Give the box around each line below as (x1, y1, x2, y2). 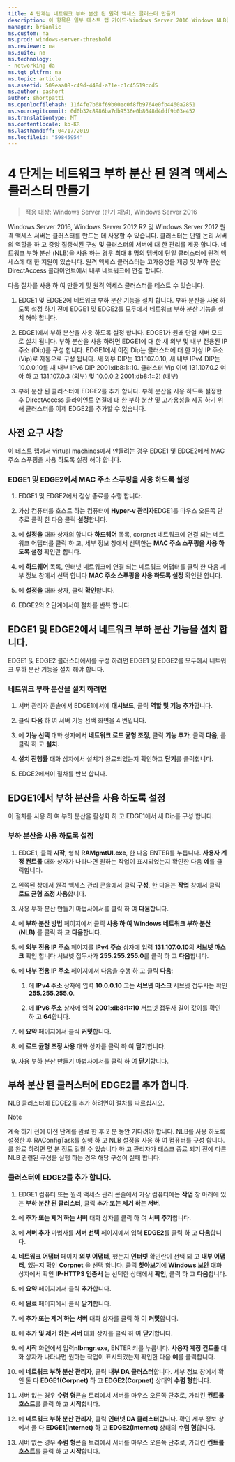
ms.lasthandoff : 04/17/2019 (8, 127, 90, 134)
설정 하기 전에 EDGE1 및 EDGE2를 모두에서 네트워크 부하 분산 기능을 (31, 305, 217, 313)
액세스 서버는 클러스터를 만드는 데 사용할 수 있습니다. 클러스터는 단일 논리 (15, 231, 215, 240)
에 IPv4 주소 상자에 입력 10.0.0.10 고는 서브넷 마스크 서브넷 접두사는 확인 (28, 981, 228, 990)
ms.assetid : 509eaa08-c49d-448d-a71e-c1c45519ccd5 (8, 82, 158, 89)
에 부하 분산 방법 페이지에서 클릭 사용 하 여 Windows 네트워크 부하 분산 (17, 919, 211, 927)
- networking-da (8, 62, 55, 69)
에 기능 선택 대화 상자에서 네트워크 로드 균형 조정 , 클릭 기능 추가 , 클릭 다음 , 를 (17, 731, 227, 739)
